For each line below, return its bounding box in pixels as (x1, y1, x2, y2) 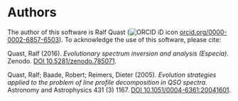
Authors (7, 4, 57, 21)
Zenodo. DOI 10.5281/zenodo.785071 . (7, 56, 117, 65)
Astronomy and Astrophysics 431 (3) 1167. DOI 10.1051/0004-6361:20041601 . (7, 85, 231, 94)
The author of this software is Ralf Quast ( (7, 28, 130, 36)
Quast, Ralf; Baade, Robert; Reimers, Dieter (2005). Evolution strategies (7, 70, 217, 79)
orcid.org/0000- (179, 28, 227, 36)
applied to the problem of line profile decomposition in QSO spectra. (7, 78, 207, 86)
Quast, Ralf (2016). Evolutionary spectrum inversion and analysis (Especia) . (7, 49, 229, 58)
